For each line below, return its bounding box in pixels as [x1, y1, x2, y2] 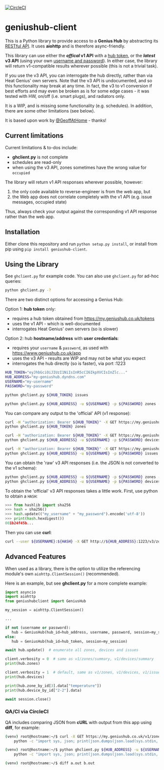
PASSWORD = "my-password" [5, 384, 54, 388]
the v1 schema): [5, 465, 37, 471]
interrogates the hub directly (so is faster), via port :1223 [12, 361, 126, 366]
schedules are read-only [12, 159, 62, 165]
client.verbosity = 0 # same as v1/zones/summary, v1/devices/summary [5, 657, 154, 661]
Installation [5, 228, 40, 236]
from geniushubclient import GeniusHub [5, 599, 86, 604]
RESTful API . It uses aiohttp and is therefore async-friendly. [5, 43, 125, 49]
